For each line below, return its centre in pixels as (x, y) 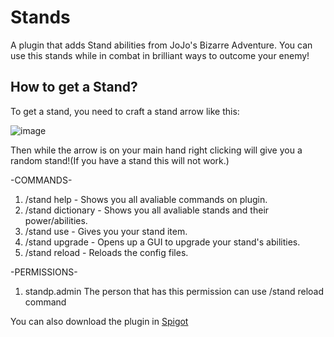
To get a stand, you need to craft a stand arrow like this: (125, 111)
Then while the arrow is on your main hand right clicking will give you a (156, 150)
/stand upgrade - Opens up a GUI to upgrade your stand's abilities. (162, 242)
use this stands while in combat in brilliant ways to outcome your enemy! (160, 55)
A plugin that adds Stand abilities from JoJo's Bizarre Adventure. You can (161, 45)
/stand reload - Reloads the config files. (106, 252)
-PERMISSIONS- (44, 272)
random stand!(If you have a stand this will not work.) (120, 160)
